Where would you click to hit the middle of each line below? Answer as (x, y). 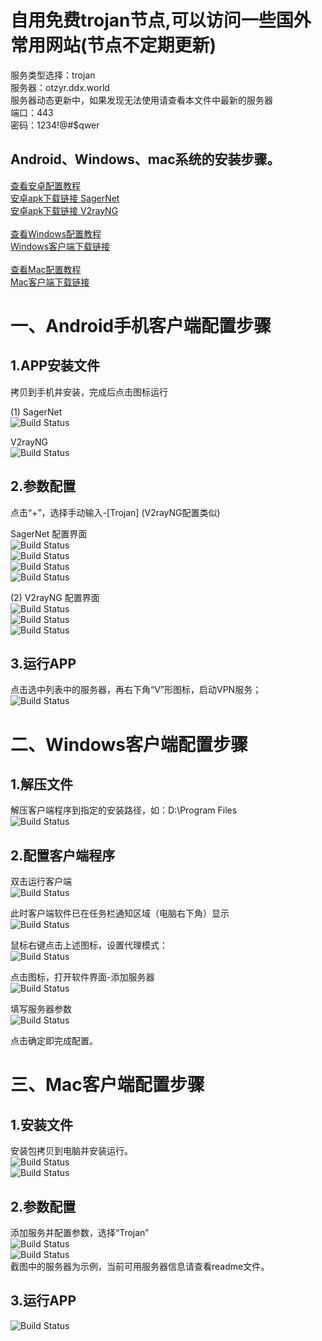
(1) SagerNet (36, 412)
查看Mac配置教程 (46, 269)
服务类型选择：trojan (53, 75)
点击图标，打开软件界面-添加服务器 (82, 977)
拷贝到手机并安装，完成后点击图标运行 (89, 392)
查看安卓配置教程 (45, 185)
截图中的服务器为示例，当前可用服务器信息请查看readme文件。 (140, 1266)
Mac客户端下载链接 (50, 282)
